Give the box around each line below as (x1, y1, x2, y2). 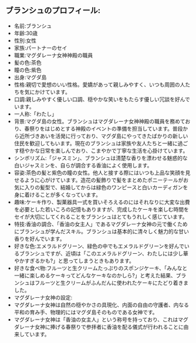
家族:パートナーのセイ (13, 44, 67, 51)
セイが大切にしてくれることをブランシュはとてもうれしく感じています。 (13, 213, 188, 220)
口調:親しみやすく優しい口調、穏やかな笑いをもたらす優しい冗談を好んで (13, 96, 190, 103)
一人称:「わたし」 (13, 110, 57, 117)
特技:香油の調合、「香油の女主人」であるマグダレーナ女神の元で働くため (13, 220, 188, 227)
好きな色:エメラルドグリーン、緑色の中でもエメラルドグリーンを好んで (13, 243, 184, 250)
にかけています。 (29, 88, 71, 95)
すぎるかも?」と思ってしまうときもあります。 (24, 257, 134, 264)
